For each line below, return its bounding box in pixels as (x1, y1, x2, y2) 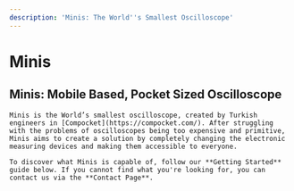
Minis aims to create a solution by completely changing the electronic (9, 134, 286, 143)
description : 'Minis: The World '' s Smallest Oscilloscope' (9, 12, 234, 22)
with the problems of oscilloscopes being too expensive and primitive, (9, 126, 286, 135)
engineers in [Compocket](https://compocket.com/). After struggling (9, 118, 274, 128)
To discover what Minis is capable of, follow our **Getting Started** (9, 157, 281, 166)
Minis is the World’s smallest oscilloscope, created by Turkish (9, 111, 257, 120)
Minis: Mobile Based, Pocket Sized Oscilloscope (9, 87, 282, 103)
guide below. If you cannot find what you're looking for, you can (9, 165, 266, 174)
